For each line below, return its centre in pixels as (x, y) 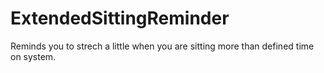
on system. (33, 56)
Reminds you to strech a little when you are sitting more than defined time (162, 46)
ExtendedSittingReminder (120, 18)
